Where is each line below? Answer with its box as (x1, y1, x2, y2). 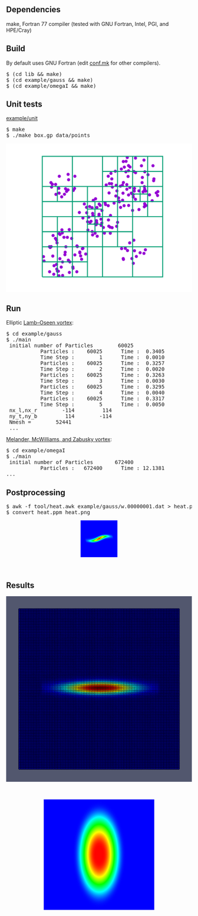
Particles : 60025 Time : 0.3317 (40, 395, 165, 402)
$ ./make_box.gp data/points (6, 132, 90, 139)
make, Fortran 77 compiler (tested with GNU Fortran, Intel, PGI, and (6, 20, 169, 27)
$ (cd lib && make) (6, 71, 62, 77)
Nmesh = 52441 (9, 419, 72, 426)
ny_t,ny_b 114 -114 (9, 413, 112, 420)
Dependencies (6, 5, 61, 15)
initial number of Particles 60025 (9, 342, 134, 349)
